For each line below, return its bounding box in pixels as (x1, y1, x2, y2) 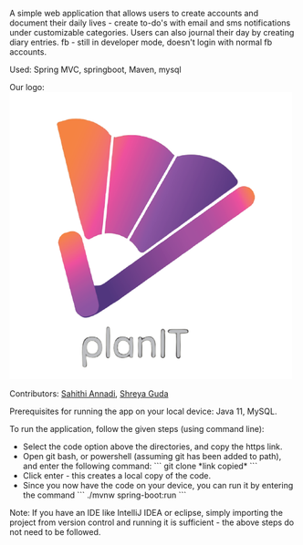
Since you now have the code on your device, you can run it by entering (22, 480, 294, 490)
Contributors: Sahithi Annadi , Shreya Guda (9, 388, 169, 399)
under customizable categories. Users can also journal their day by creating (9, 27, 295, 37)
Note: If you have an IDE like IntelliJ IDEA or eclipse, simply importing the (9, 508, 283, 518)
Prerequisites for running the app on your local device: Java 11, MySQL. (9, 406, 277, 416)
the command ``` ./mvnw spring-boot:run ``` (22, 489, 187, 500)
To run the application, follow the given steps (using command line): (9, 424, 265, 434)
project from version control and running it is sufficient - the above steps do (9, 517, 295, 528)
